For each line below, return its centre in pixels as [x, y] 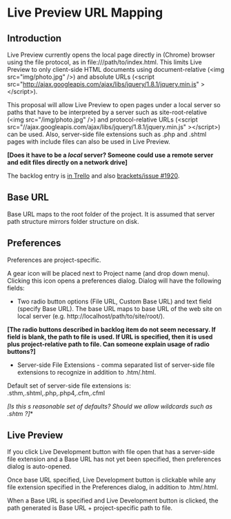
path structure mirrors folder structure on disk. [73, 221]
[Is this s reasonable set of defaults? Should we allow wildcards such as [110, 406]
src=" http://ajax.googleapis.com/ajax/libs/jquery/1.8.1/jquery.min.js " [103, 84]
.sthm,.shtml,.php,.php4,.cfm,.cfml [56, 393]
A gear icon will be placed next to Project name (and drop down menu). [109, 273]
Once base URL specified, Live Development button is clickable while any [111, 480]
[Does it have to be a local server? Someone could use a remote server [110, 155]
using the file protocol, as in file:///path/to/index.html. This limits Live [104, 62]
